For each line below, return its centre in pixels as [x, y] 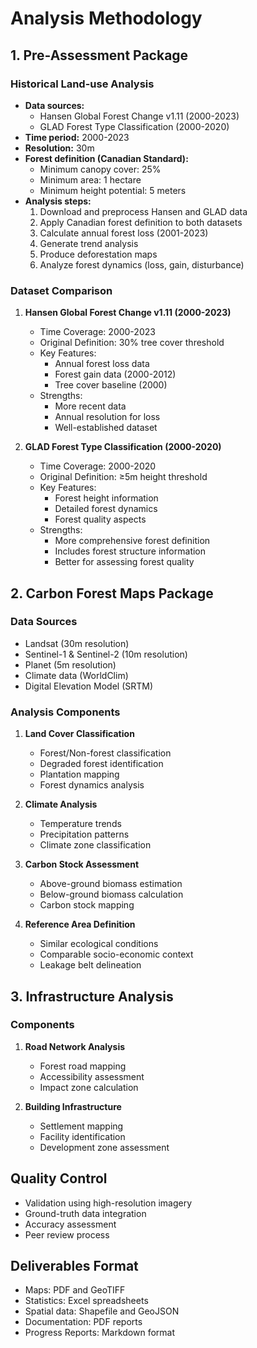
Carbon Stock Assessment [82, 864]
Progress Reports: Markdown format [100, 1333]
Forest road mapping [83, 1066]
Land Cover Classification [79, 734]
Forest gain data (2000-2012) [115, 374]
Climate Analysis [61, 804]
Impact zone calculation [89, 1087]
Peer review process [67, 1234]
